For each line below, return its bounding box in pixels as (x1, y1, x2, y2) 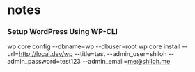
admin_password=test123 (7, 57, 81, 66)
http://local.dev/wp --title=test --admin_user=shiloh (18, 50, 167, 58)
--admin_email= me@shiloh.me (82, 57, 171, 66)
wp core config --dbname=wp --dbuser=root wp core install (7, 42, 181, 51)
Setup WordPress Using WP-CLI (7, 27, 118, 37)
